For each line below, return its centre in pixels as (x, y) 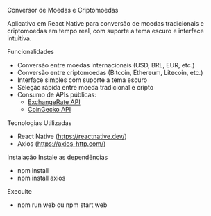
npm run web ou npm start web (62, 205)
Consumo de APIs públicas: (57, 94)
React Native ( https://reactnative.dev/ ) (72, 136)
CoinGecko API (49, 109)
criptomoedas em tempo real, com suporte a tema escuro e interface (106, 31)
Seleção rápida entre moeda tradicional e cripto (85, 87)
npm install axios (41, 178)
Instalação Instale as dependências (58, 157)
